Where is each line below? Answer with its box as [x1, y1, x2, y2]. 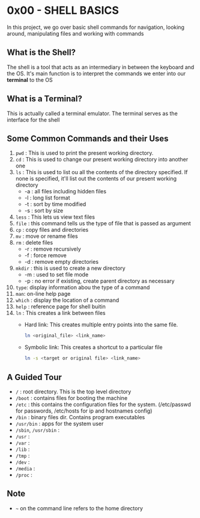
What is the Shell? [7, 48, 76, 58]
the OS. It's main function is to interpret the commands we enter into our [7, 70, 186, 77]
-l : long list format [24, 194, 70, 202]
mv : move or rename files [15, 232, 78, 240]
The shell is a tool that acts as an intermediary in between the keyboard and [7, 63, 195, 70]
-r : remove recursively [24, 245, 82, 253]
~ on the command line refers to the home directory [15, 504, 144, 512]
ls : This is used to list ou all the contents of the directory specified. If [15, 169, 188, 176]
